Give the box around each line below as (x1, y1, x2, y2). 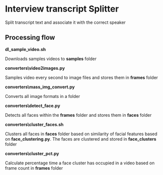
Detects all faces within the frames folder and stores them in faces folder (5, 112, 152, 118)
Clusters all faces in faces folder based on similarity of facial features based (5, 131, 158, 137)
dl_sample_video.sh (5, 46, 46, 52)
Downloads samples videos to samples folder (5, 56, 97, 62)
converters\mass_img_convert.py (5, 84, 75, 90)
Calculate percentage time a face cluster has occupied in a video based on (5, 160, 155, 166)
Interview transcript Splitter (5, 3, 119, 15)
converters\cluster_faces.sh (5, 121, 64, 127)
